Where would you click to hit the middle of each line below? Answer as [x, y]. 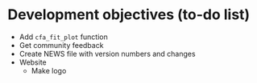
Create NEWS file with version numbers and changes [107, 53]
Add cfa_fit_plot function [63, 37]
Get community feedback [61, 45]
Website [33, 62]
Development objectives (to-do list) [129, 15]
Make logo [49, 70]
